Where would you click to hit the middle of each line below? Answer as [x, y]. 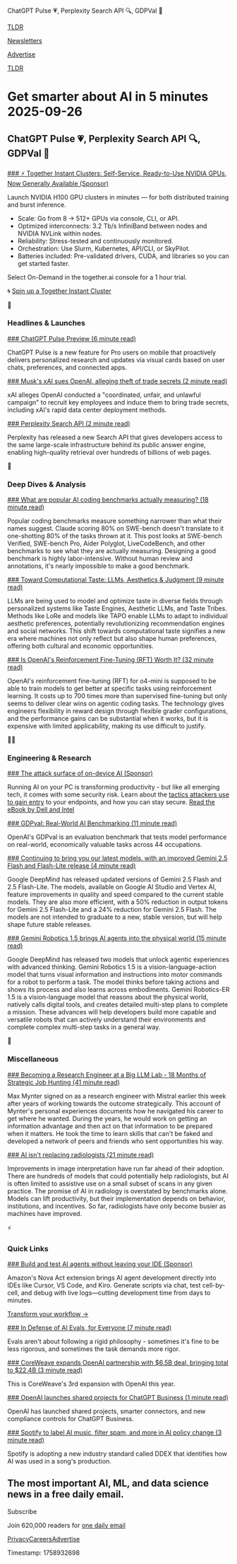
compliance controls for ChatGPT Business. [71, 1418]
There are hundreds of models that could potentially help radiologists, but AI [118, 1176]
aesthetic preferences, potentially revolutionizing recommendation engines [116, 624]
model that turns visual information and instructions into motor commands [115, 975]
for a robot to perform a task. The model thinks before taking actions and [113, 982]
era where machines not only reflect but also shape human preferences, [112, 639]
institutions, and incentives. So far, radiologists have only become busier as [117, 1206]
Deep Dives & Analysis [47, 484]
